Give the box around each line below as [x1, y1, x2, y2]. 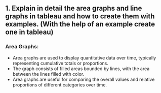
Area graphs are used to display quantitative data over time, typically [12, 54, 156, 60]
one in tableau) [5, 28, 54, 37]
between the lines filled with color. [12, 71, 85, 77]
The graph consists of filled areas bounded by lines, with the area [12, 66, 150, 72]
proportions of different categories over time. [12, 81, 107, 88]
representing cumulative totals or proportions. [12, 60, 109, 66]
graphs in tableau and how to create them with [5, 12, 155, 21]
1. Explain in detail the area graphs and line [5, 4, 142, 13]
